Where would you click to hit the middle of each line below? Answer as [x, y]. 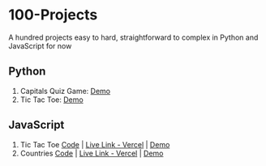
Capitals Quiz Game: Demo [65, 91]
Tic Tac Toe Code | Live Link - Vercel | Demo [95, 144]
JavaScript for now [40, 45]
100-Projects [53, 15]
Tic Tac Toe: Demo [51, 100]
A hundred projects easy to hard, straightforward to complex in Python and [133, 37]
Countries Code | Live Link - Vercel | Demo [92, 153]
